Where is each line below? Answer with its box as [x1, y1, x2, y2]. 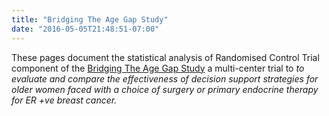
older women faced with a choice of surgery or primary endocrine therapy [11, 83, 319, 95]
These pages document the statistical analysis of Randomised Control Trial [11, 51, 320, 63]
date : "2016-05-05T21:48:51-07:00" [11, 24, 160, 34]
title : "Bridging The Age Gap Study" [11, 14, 169, 25]
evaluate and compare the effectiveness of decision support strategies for [11, 72, 319, 85]
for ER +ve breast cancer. [11, 94, 118, 106]
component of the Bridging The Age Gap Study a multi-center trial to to [11, 62, 305, 74]
